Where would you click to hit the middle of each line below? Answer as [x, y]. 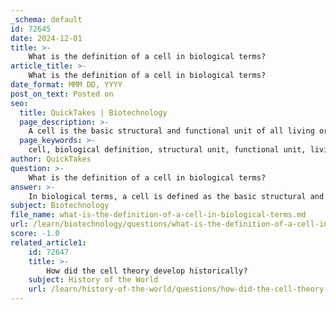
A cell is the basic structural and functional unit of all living [171, 131]
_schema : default [46, 19]
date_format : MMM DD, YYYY [66, 85]
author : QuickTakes [51, 159]
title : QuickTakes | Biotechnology [93, 112]
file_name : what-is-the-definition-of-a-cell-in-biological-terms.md [158, 215]
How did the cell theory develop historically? [147, 271]
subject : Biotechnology [60, 206]
